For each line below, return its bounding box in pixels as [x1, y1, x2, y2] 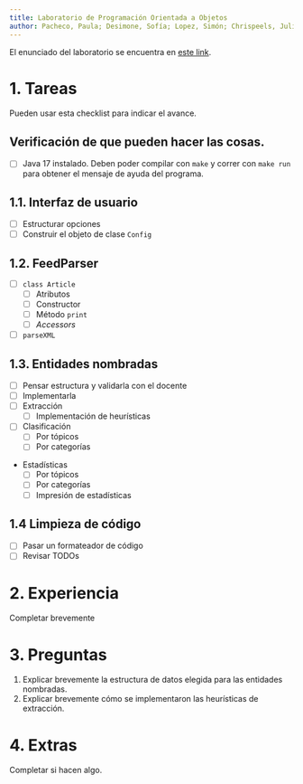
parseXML [22, 331, 56, 340]
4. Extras [9, 734, 78, 755]
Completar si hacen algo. [9, 765, 103, 776]
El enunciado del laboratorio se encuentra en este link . [9, 46, 212, 57]
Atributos [35, 288, 70, 299]
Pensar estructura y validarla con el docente [22, 380, 188, 391]
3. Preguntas [9, 644, 108, 665]
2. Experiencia [9, 582, 119, 603]
